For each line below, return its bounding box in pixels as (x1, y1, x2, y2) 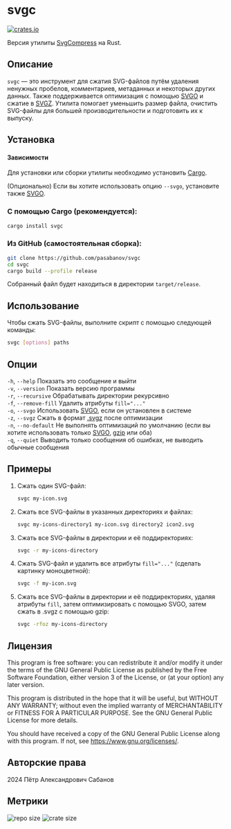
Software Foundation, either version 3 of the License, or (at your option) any (7, 673, 224, 681)
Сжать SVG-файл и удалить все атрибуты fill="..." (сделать (17, 559, 201, 568)
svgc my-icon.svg (17, 495, 68, 502)
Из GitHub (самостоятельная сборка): (7, 238, 142, 248)
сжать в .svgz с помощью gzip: (17, 607, 109, 616)
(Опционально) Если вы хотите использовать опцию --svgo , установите (7, 182, 220, 191)
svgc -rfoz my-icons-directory (17, 621, 108, 628)
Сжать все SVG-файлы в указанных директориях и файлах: (17, 507, 194, 516)
